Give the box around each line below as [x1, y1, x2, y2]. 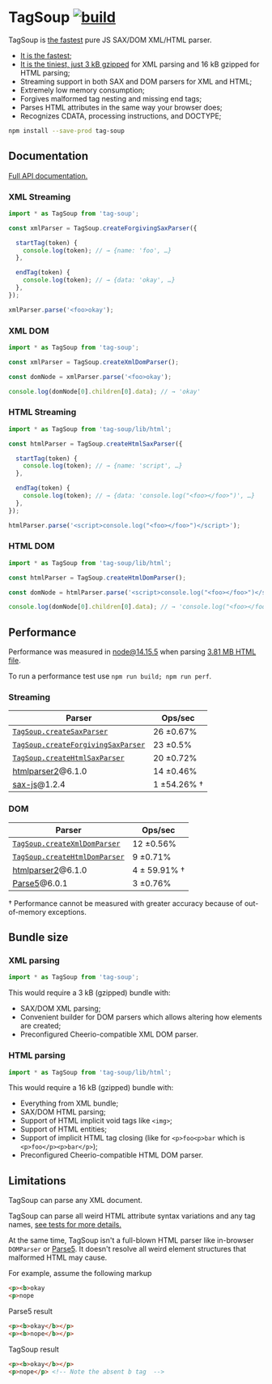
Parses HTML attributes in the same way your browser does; [19, 102, 223, 112]
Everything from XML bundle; [19, 1098, 119, 1108]
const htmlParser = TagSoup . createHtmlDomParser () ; [8, 573, 186, 582]
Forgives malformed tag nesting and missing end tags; [19, 93, 202, 103]
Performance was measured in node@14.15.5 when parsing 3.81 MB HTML [8, 647, 257, 657]
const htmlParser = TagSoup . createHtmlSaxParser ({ [8, 439, 183, 448]
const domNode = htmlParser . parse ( [8, 589, 129, 597]
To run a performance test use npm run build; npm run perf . [8, 671, 212, 681]
